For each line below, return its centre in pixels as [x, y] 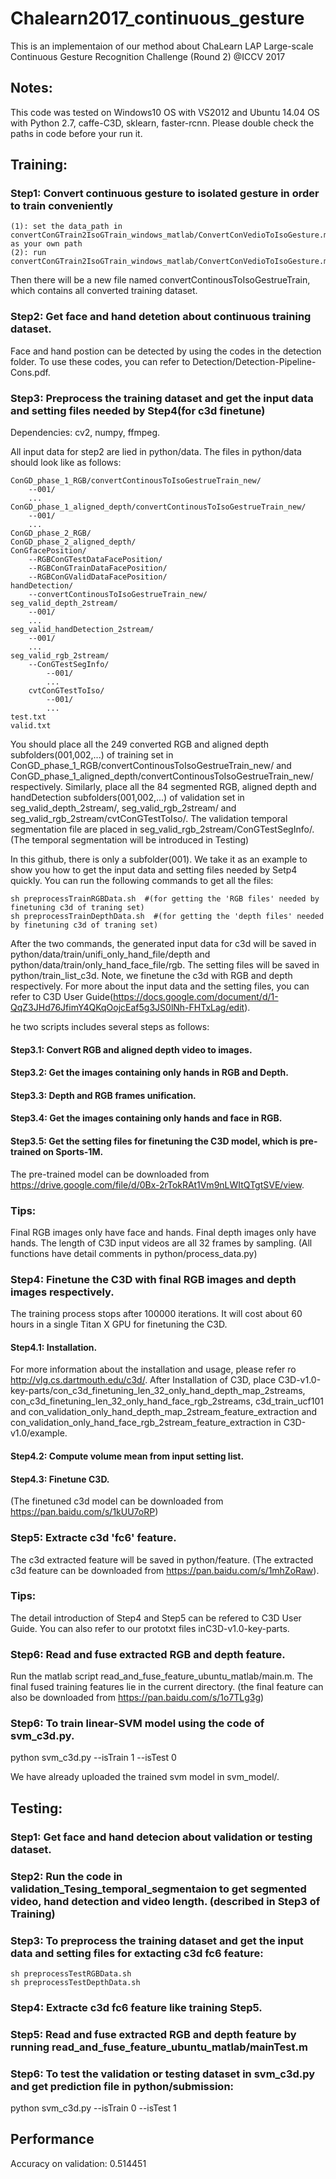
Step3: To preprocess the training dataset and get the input [157, 1940]
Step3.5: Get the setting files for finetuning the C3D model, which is [154, 1141]
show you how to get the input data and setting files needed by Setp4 [154, 870]
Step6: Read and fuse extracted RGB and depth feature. [148, 1654]
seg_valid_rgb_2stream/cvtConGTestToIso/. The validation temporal [149, 819]
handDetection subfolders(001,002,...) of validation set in [127, 798]
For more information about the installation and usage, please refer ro [153, 1369]
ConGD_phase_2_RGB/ [51, 533]
